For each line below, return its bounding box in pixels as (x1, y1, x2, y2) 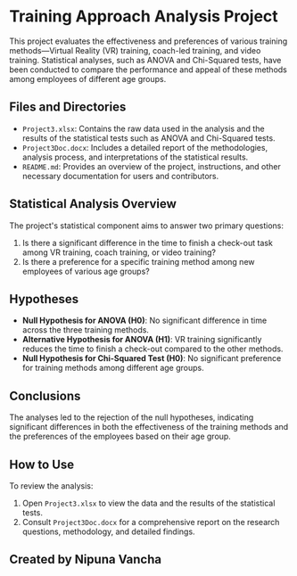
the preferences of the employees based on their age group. (9, 431, 232, 442)
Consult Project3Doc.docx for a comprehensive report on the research (21, 517, 280, 527)
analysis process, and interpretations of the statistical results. (21, 152, 249, 162)
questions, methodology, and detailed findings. (21, 526, 195, 537)
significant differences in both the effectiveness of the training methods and (9, 422, 289, 432)
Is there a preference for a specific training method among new (21, 256, 256, 267)
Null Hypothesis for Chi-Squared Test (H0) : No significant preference (21, 353, 282, 364)
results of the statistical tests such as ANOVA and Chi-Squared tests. (21, 132, 276, 144)
